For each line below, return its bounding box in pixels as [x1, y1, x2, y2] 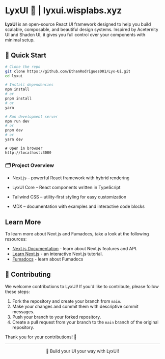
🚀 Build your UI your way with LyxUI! [46, 348, 119, 354]
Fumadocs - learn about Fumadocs [12, 256, 83, 262]
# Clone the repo [5, 64, 41, 69]
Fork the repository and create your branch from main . [12, 298, 122, 304]
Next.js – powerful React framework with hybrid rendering [12, 175, 130, 181]
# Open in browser [5, 146, 43, 151]
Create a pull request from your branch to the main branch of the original [12, 319, 159, 325]
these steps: [5, 289, 30, 294]
